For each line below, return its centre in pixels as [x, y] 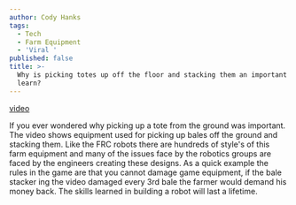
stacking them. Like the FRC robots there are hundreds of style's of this [140, 144]
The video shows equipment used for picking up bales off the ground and [144, 134]
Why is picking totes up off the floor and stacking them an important [152, 75]
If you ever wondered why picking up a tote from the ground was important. [148, 125]
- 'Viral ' [37, 50]
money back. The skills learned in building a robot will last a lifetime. [134, 191]
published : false [41, 58]
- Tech [29, 34]
